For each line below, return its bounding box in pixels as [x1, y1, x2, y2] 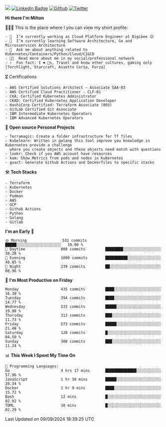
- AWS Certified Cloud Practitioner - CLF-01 [5, 89, 101, 94]
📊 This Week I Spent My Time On [5, 352, 76, 358]
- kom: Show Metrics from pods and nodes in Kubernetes [5, 156, 123, 161]
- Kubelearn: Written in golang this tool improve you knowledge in [5, 138, 150, 143]
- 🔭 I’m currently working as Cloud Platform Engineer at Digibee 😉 [5, 34, 154, 39]
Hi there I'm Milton [5, 15, 44, 21]
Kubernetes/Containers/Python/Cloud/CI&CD [5, 52, 94, 57]
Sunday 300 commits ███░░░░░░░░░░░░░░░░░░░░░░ [5, 339, 162, 344]
